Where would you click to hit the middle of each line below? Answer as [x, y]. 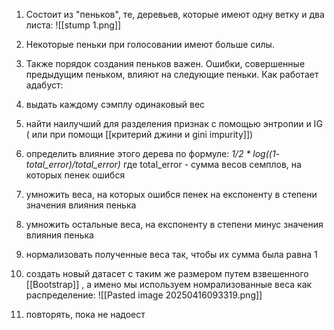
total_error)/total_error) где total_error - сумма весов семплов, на [163, 164]
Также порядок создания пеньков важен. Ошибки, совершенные [165, 63]
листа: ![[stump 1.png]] [73, 25]
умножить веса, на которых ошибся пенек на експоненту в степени [171, 194]
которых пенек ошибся [75, 175]
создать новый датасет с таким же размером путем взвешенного [167, 273]
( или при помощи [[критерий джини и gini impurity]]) [139, 134]
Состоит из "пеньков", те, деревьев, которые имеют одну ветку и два [175, 14]
